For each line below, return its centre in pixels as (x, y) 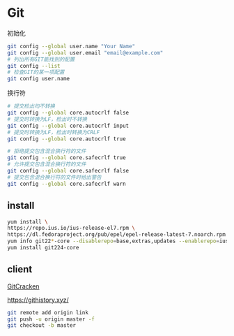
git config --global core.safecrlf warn (67, 184)
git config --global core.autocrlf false (68, 113)
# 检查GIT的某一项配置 (36, 72)
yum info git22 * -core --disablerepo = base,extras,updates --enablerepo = (113, 241)
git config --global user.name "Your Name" (71, 46)
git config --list (34, 66)
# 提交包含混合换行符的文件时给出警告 (55, 177)
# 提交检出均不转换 (31, 106)
